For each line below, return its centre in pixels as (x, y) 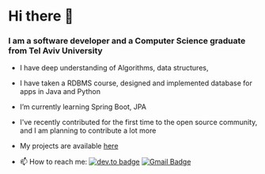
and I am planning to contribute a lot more (88, 130)
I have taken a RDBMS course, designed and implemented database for (136, 83)
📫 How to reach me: (53, 162)
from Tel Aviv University (55, 51)
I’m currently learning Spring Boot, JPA (83, 107)
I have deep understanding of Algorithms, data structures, (114, 68)
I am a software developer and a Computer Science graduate (127, 41)
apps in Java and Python (60, 92)
